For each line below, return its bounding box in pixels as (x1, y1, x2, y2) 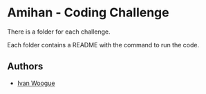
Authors (7, 60, 44, 73)
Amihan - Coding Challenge (7, 5, 169, 21)
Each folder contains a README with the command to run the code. (7, 40, 199, 49)
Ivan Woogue (17, 79, 55, 87)
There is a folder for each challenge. (7, 27, 111, 36)
